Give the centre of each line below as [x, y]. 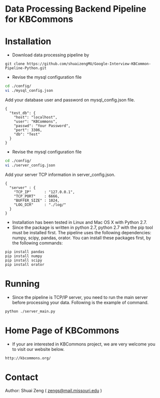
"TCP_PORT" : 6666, [37, 196]
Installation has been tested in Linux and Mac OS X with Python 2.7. [80, 222]
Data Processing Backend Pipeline [76, 9]
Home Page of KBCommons [62, 330]
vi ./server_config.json [30, 165]
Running [22, 284]
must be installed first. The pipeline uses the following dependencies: [82, 232]
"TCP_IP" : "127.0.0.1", [44, 192]
